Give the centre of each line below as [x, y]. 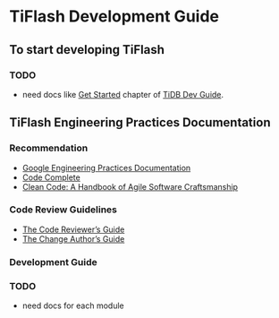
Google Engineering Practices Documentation [106, 168]
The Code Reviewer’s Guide [73, 229]
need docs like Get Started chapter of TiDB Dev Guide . [123, 94]
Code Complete [51, 177]
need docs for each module [73, 305]
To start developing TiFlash [87, 50]
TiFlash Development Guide [114, 17]
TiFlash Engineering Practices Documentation [140, 123]
